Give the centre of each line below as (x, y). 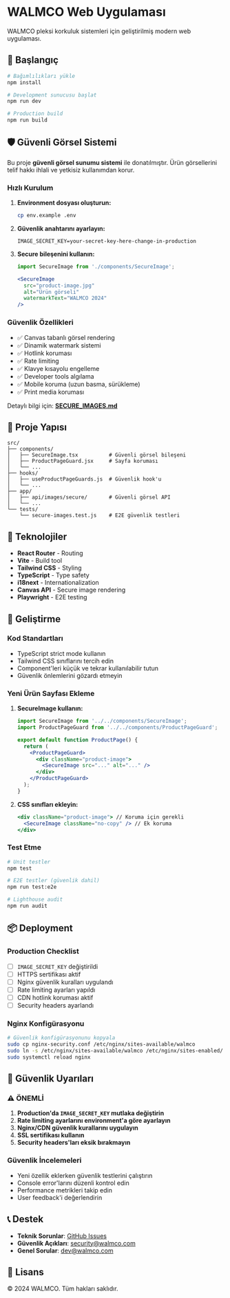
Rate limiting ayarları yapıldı (56, 990)
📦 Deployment (40, 928)
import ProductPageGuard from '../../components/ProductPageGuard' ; (117, 728)
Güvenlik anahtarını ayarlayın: (61, 228)
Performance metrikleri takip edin (64, 1190)
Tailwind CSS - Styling (49, 568)
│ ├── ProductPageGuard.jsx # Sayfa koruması (83, 461)
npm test (20, 868)
